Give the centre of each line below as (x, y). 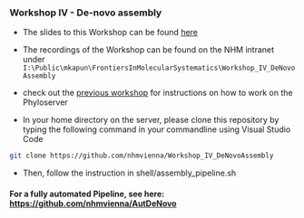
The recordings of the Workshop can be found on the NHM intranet (148, 50)
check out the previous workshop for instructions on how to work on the (157, 93)
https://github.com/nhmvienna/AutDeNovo (93, 203)
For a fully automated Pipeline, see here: (87, 194)
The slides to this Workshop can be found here (110, 33)
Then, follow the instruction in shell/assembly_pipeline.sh (129, 173)
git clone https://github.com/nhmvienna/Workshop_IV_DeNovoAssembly (142, 156)
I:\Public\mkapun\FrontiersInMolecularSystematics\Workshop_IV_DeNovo (159, 68)
